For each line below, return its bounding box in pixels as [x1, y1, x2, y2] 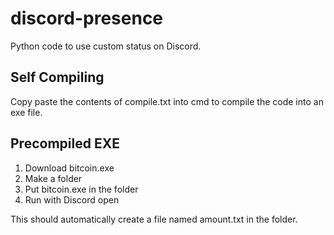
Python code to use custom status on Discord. [10, 40, 202, 52]
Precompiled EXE [10, 135, 120, 152]
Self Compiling [10, 69, 105, 86]
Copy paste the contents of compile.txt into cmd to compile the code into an [10, 95, 324, 107]
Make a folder [24, 172, 83, 184]
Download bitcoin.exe [24, 162, 115, 174]
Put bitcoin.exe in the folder [24, 183, 139, 195]
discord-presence [10, 7, 164, 30]
